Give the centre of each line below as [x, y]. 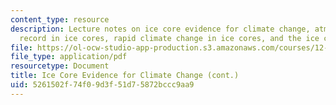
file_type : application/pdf [69, 57]
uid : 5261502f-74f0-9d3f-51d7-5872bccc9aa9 [102, 85]
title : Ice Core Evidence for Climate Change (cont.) [125, 76]
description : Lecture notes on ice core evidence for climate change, [160, 29]
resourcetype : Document [60, 66]
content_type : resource [60, 19]
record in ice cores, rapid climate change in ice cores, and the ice [169, 38]
